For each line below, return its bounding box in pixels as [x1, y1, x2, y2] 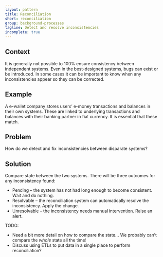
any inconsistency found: [5, 178, 55, 184]
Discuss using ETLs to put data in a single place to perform [12, 242, 130, 248]
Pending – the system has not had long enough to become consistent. [12, 187, 152, 193]
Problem [5, 133, 32, 141]
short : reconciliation [5, 16, 51, 21]
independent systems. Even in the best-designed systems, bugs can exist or [5, 66, 158, 72]
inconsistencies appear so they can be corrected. [5, 76, 105, 82]
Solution [5, 160, 31, 168]
